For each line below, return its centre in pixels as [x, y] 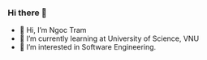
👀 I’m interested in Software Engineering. [88, 47]
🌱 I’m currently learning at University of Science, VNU [109, 38]
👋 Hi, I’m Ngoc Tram [53, 30]
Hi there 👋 [28, 13]
